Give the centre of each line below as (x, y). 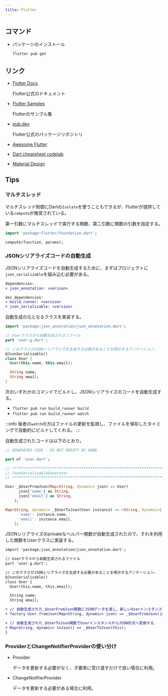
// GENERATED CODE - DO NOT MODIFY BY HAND (51, 450)
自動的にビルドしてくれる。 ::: (49, 430)
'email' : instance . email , (45, 519)
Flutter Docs (25, 83)
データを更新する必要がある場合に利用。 (54, 688)
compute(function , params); (34, 242)
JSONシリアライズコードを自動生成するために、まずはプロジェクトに (77, 268)
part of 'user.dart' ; (28, 459)
